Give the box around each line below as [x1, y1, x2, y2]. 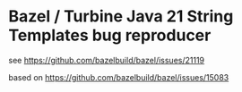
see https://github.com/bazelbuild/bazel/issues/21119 [8, 54, 205, 65]
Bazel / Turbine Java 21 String [8, 6, 234, 27]
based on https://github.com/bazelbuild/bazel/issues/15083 [8, 71, 229, 82]
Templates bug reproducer [8, 25, 212, 46]
